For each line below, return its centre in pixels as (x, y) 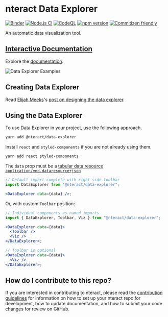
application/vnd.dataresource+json (43, 171)
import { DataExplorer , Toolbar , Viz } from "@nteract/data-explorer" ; (83, 217)
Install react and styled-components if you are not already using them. (78, 147)
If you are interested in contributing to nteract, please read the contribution (84, 293)
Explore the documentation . (34, 61)
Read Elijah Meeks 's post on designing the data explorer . (65, 100)
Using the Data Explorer (44, 115)
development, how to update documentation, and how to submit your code (84, 304)
